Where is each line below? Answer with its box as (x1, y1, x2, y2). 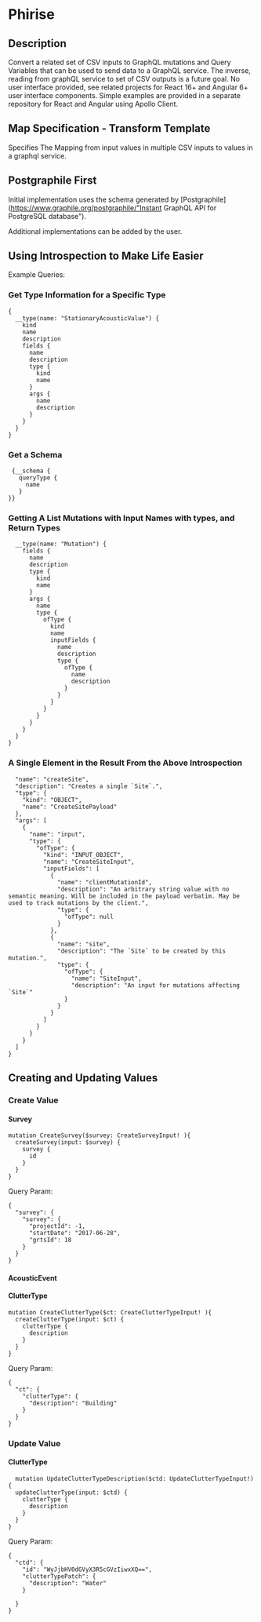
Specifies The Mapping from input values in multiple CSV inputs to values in (8, 143, 253, 152)
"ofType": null (63, 913, 114, 920)
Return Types (8, 522, 61, 533)
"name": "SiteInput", (71, 975, 143, 982)
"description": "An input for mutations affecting (71, 981, 241, 990)
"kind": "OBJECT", (22, 796, 82, 804)
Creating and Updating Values (8, 1071, 158, 1084)
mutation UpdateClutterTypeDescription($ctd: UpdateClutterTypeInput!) (15, 1475, 255, 1483)
